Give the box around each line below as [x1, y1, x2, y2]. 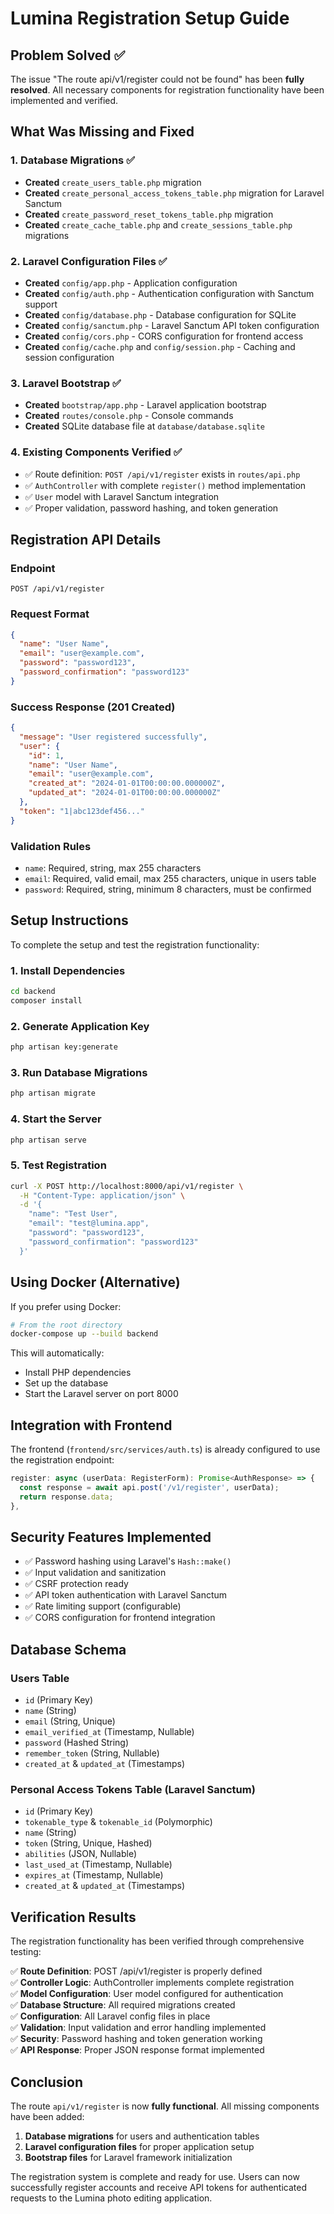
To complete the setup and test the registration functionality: [10, 938, 260, 951]
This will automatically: [10, 1347, 105, 1359]
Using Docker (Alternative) [10, 1274, 181, 1291]
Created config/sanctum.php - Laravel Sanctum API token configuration [24, 319, 320, 331]
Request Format [10, 607, 90, 621]
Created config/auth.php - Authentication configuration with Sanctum [24, 287, 315, 299]
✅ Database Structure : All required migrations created [10, 1999, 236, 2011]
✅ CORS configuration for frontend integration [24, 1612, 216, 1624]
